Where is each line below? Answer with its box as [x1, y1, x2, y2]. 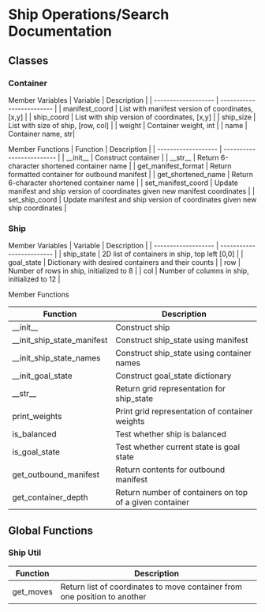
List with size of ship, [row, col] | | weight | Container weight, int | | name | [8, 120, 248, 130]
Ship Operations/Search [8, 6, 170, 24]
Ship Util [8, 547, 42, 558]
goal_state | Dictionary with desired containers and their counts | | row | [8, 258, 241, 267]
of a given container [115, 497, 190, 508]
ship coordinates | [8, 203, 67, 213]
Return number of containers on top [115, 487, 248, 498]
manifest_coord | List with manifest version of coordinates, [62, 104, 254, 113]
